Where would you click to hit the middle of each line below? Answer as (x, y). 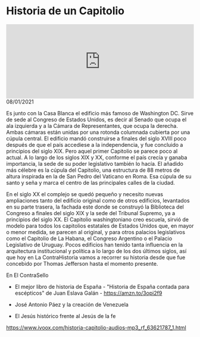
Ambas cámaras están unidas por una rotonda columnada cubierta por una (98, 132)
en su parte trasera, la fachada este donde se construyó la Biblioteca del (95, 207)
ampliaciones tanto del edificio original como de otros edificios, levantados (98, 200)
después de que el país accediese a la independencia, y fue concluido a (95, 144)
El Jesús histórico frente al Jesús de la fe (65, 316)
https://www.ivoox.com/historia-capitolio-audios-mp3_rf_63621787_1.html (96, 327)
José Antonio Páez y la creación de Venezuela (72, 304)
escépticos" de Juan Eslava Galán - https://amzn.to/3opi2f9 (88, 293)
